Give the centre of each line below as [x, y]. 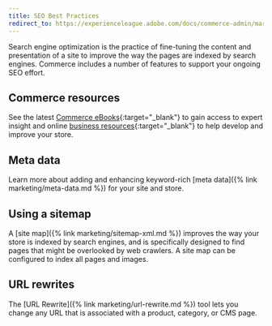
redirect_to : [30, 24]
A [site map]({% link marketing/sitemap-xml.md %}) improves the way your [134, 233]
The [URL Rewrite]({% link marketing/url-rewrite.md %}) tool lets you [123, 304]
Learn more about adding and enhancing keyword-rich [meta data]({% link [133, 180]
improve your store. [41, 135]
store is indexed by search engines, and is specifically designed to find [127, 242]
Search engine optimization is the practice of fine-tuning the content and [130, 46]
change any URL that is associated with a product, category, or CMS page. [133, 312]
